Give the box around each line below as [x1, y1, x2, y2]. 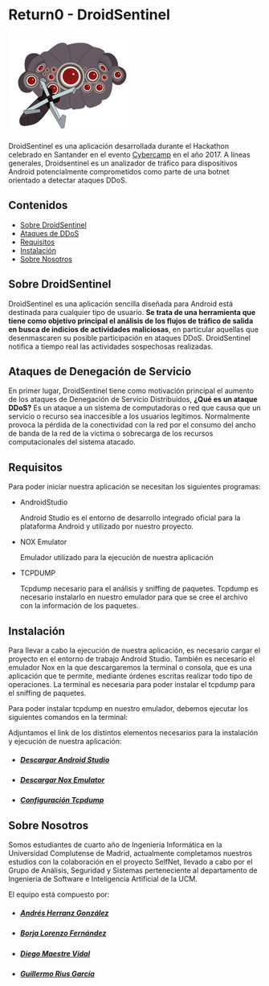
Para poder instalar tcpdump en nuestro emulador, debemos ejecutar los [8, 704, 249, 713]
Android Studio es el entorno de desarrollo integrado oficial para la [19, 513, 241, 523]
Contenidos [8, 198, 68, 212]
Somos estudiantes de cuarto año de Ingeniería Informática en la [8, 840, 222, 849]
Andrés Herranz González [19, 908, 109, 918]
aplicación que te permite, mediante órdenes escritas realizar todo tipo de [8, 671, 253, 681]
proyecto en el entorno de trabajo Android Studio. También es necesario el [8, 654, 255, 664]
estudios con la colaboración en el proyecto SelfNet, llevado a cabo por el [8, 857, 253, 867]
